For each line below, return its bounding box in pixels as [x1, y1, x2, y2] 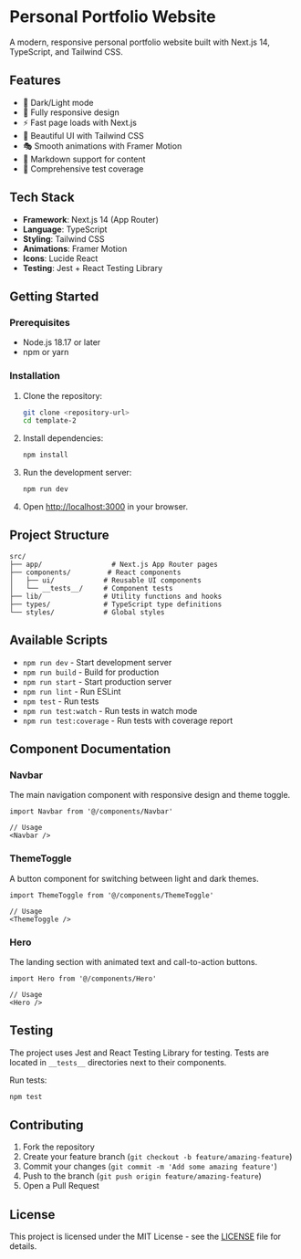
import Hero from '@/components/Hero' [9, 974, 157, 983]
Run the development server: [22, 467, 132, 478]
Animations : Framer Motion [22, 243, 128, 254]
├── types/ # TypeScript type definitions [9, 600, 223, 609]
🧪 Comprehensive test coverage [22, 163, 144, 174]
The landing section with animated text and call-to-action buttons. [9, 956, 258, 967]
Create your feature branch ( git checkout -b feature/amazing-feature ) [22, 1151, 293, 1162]
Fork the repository [22, 1141, 96, 1152]
